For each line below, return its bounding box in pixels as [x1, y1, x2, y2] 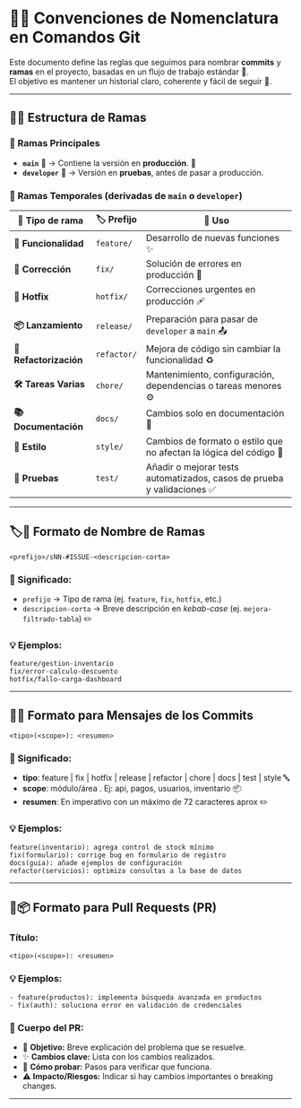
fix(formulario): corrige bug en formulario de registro [9, 851, 227, 860]
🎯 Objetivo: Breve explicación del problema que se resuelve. [21, 1042, 246, 1052]
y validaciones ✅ [145, 483, 217, 496]
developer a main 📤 [145, 325, 228, 337]
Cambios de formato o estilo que [145, 435, 284, 447]
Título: [9, 931, 39, 944]
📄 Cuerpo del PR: [9, 1021, 84, 1034]
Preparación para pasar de [145, 313, 258, 325]
